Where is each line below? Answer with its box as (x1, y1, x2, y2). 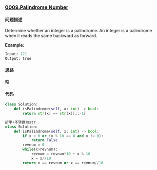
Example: (5, 42, 25, 48)
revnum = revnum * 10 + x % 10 (31, 152, 91, 156)
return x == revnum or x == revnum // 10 (22, 160, 104, 165)
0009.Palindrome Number (5, 4, 69, 11)
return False (31, 138, 58, 143)
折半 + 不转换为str (5, 119, 36, 125)
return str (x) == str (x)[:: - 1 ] (22, 111, 86, 116)
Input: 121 (5, 51, 27, 57)
